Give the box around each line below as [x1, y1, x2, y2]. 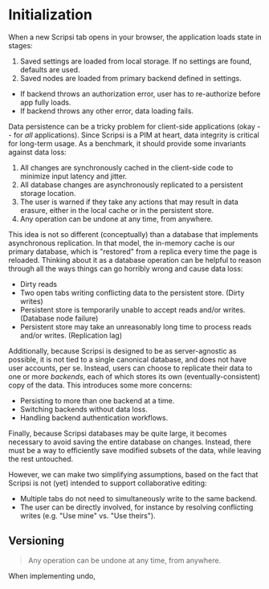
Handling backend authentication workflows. [19, 412, 169, 423]
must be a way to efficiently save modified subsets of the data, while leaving [8, 445, 262, 455]
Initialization [8, 6, 92, 24]
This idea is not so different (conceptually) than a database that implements [8, 229, 259, 239]
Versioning [8, 534, 64, 548]
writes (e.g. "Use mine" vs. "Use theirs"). [19, 510, 156, 520]
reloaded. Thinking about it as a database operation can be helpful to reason [8, 255, 262, 264]
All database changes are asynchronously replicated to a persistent [19, 179, 243, 190]
